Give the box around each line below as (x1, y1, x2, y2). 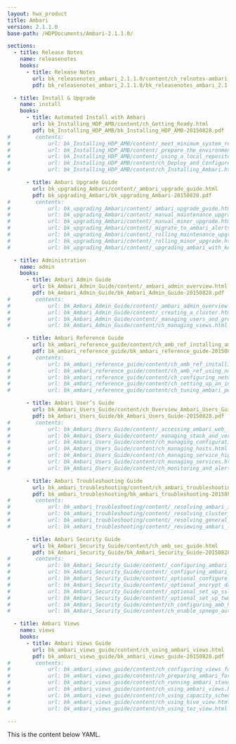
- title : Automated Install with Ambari (25, 114, 146, 121)
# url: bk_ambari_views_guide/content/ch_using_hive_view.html (7, 698, 231, 705)
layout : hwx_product (7, 10, 68, 18)
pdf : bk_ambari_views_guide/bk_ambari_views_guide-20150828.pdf (32, 653, 225, 660)
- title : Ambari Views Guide (25, 639, 112, 646)
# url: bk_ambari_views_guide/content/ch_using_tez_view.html (7, 705, 228, 712)
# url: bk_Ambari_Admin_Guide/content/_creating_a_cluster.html (7, 309, 234, 316)
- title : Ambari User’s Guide (25, 399, 114, 407)
